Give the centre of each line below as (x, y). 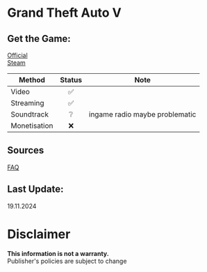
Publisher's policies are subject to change (67, 261)
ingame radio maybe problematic (143, 114)
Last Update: (35, 189)
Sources (26, 150)
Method (32, 80)
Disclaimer (39, 234)
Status (71, 80)
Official (17, 55)
